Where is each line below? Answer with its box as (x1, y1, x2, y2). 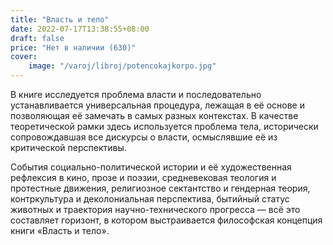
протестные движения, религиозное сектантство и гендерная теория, (10, 182, 311, 194)
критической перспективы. (10, 142, 127, 153)
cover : (10, 52, 38, 62)
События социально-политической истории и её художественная (10, 161, 292, 173)
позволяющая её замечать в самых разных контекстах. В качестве (10, 110, 299, 121)
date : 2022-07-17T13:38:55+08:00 (10, 24, 150, 34)
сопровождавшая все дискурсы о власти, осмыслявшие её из (10, 131, 278, 143)
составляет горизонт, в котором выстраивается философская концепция (10, 214, 323, 226)
